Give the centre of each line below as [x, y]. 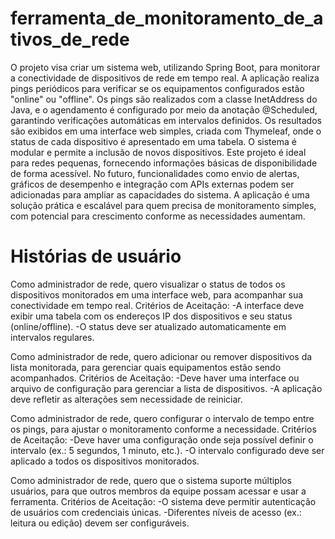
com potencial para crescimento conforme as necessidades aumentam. [158, 216]
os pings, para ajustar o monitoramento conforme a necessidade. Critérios [163, 429]
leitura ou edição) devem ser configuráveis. [100, 523]
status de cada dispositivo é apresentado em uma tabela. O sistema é [153, 141]
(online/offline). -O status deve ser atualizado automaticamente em [148, 326]
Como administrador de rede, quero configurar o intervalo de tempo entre [162, 418]
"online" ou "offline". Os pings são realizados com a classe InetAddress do [164, 99]
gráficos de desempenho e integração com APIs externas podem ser [152, 184]
